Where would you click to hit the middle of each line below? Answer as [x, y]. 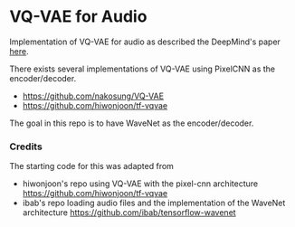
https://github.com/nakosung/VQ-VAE [93, 96]
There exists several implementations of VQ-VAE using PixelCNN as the [143, 69]
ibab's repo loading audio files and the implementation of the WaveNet [154, 203]
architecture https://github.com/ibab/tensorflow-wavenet [129, 213]
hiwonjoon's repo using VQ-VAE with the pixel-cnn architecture [140, 184]
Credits [26, 147]
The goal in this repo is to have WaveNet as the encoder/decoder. [132, 123]
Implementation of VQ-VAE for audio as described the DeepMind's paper [145, 42]
